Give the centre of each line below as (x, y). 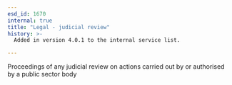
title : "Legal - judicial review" (59, 27)
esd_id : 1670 (27, 14)
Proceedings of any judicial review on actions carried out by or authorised (116, 67)
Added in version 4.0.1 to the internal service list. (97, 40)
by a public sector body (42, 74)
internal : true (30, 21)
